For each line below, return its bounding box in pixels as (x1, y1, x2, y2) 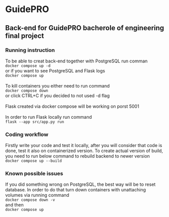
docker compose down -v (5, 197, 55, 202)
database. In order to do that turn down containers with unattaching (5, 187, 146, 193)
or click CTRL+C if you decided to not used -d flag (5, 92, 110, 99)
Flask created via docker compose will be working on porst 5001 (5, 103, 140, 109)
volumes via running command (5, 192, 70, 198)
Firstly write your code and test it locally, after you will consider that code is (5, 142, 162, 149)
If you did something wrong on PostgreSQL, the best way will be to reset (5, 181, 156, 187)
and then (5, 202, 24, 208)
